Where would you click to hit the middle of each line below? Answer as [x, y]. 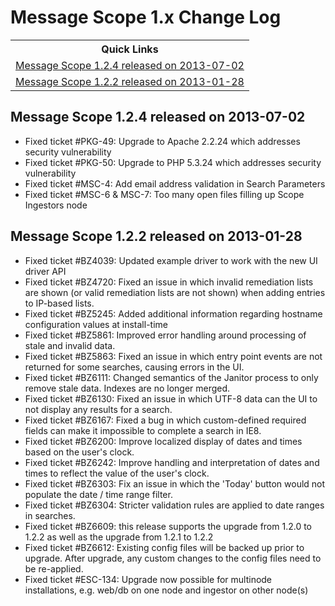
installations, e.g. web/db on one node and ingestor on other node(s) [166, 590]
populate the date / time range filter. [98, 494]
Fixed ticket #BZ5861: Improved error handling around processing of [165, 335]
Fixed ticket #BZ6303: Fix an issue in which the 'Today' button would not [175, 483]
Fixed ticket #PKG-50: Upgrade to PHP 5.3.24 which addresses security [173, 162]
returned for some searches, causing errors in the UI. [134, 367]
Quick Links [130, 49]
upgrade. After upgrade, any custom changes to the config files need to [173, 558]
